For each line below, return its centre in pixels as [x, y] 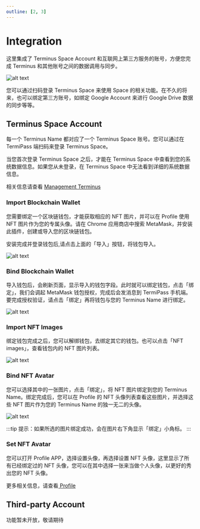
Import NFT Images [35, 327]
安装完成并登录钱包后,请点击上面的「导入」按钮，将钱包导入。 [83, 244]
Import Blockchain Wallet [43, 203]
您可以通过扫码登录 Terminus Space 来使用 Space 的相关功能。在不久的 [94, 90]
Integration [34, 41]
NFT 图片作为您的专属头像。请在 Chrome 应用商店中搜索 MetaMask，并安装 [99, 223]
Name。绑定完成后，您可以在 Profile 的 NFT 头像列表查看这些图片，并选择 [97, 397]
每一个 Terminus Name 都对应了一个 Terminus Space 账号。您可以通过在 [95, 139]
